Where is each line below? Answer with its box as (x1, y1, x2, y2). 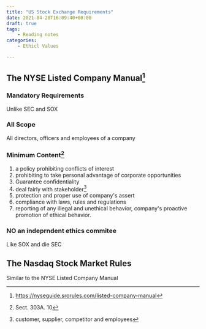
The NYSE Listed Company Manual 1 (6, 71, 145, 83)
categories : (6, 37, 37, 43)
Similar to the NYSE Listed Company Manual (6, 275, 118, 282)
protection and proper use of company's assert (15, 192, 135, 199)
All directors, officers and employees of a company (6, 134, 136, 141)
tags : (6, 26, 20, 32)
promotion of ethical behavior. (15, 212, 92, 219)
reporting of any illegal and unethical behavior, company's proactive (15, 205, 188, 212)
